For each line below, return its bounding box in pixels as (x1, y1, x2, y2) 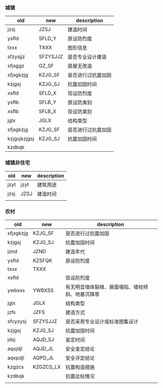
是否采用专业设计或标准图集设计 (65, 318, 139, 325)
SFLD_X (38, 90, 57, 97)
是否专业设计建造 (67, 53, 107, 60)
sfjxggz (7, 62, 25, 69)
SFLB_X (38, 108, 57, 115)
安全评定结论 (65, 354, 95, 361)
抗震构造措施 (65, 364, 95, 370)
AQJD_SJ (33, 336, 54, 343)
